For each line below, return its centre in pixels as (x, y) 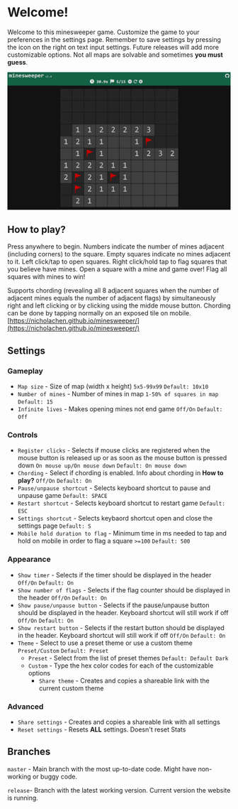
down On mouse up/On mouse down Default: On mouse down (102, 465)
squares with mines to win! (46, 277)
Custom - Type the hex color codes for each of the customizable (121, 666)
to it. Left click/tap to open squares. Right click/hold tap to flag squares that (117, 262)
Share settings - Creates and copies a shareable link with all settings (119, 722)
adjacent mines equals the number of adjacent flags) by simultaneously (112, 298)
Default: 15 (35, 402)
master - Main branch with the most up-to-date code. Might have (102, 769)
